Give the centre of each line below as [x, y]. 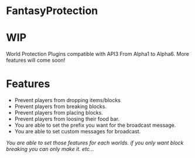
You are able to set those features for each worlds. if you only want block [95, 143]
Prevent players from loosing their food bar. [67, 119]
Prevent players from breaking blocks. [61, 106]
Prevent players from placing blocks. [59, 113]
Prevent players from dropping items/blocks [68, 100]
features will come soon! [36, 60]
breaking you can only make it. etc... [50, 149]
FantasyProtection [52, 11]
